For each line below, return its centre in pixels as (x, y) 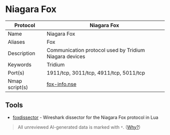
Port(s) (16, 73)
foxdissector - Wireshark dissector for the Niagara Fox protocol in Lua (85, 117)
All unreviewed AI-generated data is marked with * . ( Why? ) (79, 127)
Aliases (16, 42)
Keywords (20, 64)
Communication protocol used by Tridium (96, 50)
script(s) (18, 87)
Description (22, 53)
